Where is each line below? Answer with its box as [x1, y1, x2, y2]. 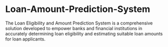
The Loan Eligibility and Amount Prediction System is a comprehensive [5, 20, 153, 26]
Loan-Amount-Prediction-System [5, 3, 151, 15]
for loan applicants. [5, 36, 46, 42]
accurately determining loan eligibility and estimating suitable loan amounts [5, 30, 163, 36]
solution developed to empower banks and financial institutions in [5, 25, 143, 31]
